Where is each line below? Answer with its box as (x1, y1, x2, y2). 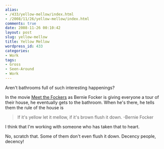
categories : (5, 48, 30, 53)
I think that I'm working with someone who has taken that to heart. (5, 123, 140, 129)
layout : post (5, 30, 32, 35)
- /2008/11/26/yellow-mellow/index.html (5, 16, 90, 21)
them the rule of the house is (5, 104, 64, 111)
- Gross (5, 62, 21, 67)
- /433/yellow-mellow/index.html (5, 12, 74, 17)
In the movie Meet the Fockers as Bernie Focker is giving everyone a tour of (5, 94, 159, 100)
